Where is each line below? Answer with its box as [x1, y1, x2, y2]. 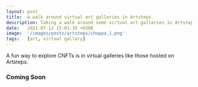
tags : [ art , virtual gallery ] [6, 36, 85, 42]
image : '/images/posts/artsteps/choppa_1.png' [6, 31, 126, 36]
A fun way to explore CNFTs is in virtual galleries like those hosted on [6, 52, 174, 59]
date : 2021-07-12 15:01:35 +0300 [6, 25, 94, 31]
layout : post [6, 8, 38, 15]
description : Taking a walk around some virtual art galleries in [6, 19, 173, 25]
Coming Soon [6, 73, 46, 81]
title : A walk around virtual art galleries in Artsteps [6, 14, 151, 20]
